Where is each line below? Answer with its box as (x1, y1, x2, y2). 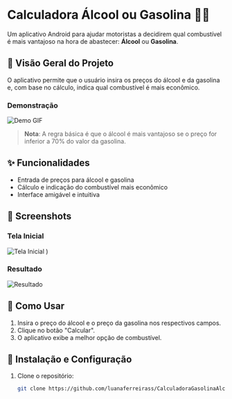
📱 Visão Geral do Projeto (7, 58, 114, 69)
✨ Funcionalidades (7, 157, 90, 169)
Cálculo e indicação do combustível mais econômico (17, 182, 168, 191)
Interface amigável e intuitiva (17, 190, 100, 198)
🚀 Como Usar (7, 300, 65, 312)
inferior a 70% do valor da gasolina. (24, 137, 126, 146)
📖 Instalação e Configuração (7, 354, 132, 366)
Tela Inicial (7, 231, 44, 241)
